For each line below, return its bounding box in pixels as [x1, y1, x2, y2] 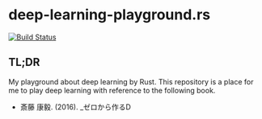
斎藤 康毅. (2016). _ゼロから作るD [19, 102, 132, 112]
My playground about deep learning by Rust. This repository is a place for [8, 76, 254, 86]
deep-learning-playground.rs [8, 6, 211, 24]
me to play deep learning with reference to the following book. [8, 85, 216, 95]
